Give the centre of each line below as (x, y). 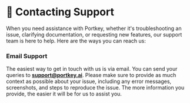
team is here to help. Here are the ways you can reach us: (76, 41)
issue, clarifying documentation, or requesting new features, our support (94, 34)
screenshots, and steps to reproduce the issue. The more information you (95, 88)
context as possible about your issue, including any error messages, (89, 81)
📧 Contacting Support (60, 12)
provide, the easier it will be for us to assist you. (64, 94)
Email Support (27, 56)
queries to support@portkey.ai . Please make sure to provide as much (91, 75)
